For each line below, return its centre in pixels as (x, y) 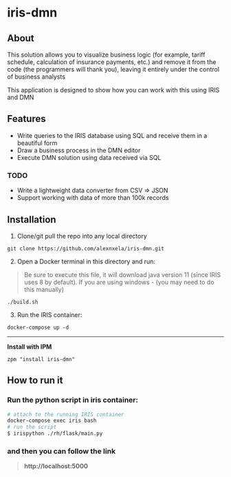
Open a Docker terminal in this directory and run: (86, 261)
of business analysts (36, 77)
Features (26, 119)
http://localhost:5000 (56, 466)
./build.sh (23, 302)
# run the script (32, 427)
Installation (32, 220)
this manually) (44, 289)
